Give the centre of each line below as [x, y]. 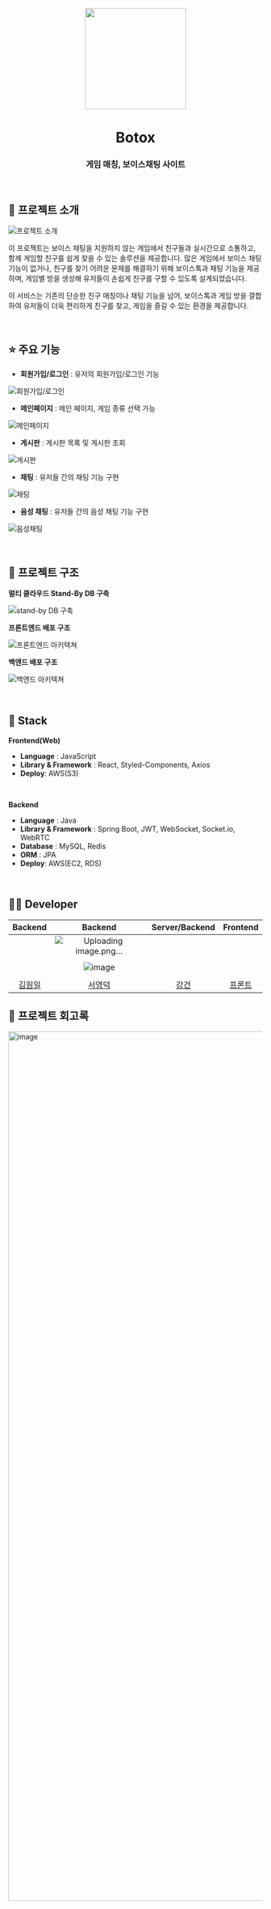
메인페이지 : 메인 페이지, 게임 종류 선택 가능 [88, 408]
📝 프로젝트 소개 [44, 210]
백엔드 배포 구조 [33, 662]
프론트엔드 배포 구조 [40, 628]
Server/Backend [183, 927]
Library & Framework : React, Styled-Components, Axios [115, 764]
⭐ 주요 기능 [34, 349]
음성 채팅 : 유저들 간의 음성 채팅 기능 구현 [84, 512]
